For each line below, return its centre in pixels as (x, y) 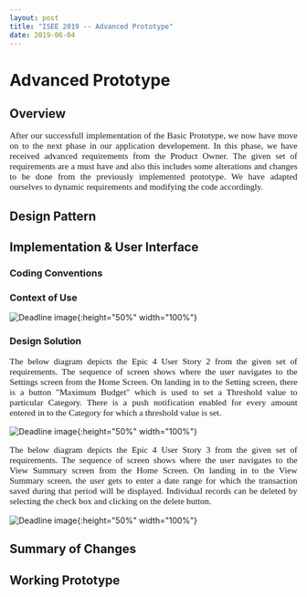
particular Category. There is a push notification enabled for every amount (153, 402)
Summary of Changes (73, 549)
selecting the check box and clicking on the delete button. (111, 501)
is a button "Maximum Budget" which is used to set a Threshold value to (153, 392)
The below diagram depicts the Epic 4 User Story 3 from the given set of (153, 450)
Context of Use (43, 298)
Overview (38, 114)
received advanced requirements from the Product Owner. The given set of (153, 156)
